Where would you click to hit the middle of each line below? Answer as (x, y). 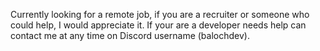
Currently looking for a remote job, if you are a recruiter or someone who (160, 14)
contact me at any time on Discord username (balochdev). (130, 35)
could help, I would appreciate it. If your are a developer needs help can (158, 25)
